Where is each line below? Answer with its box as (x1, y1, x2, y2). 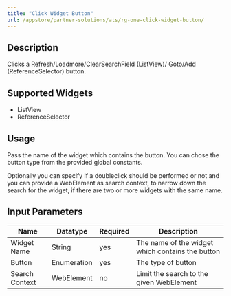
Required (99, 226, 130, 236)
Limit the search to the (136, 269, 208, 278)
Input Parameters (7, 206, 83, 218)
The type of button (136, 258, 197, 267)
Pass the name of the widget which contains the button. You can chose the (7, 150, 220, 159)
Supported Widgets (7, 87, 93, 99)
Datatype (56, 226, 88, 236)
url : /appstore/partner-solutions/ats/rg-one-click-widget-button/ (7, 16, 205, 23)
